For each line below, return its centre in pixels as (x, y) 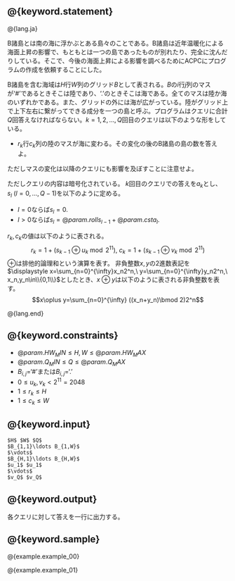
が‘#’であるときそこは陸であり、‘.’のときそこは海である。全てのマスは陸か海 (117, 93)
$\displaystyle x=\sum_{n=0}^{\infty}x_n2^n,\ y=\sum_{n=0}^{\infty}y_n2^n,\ (117, 271)
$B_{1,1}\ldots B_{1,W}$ (43, 446)
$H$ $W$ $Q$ (25, 441)
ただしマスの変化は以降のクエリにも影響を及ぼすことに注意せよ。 (102, 168)
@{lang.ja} (22, 28)
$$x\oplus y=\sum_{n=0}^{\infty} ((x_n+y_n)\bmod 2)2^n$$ (118, 300)
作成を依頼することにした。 (66, 69)
